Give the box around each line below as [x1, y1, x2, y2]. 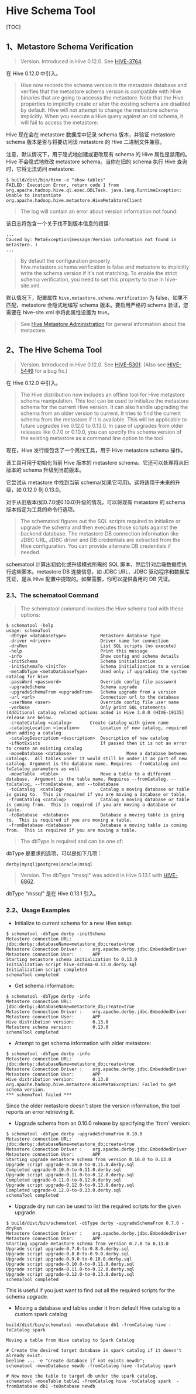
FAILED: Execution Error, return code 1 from [6, 182, 119, 188]
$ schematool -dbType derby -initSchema [6, 931, 106, 937]
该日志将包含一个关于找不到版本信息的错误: [6, 219, 111, 226]
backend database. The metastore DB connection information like [20, 530, 179, 537]
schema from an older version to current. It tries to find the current [20, 410, 181, 417]
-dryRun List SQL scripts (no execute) [8, 643, 177, 649]
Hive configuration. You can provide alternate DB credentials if [20, 543, 171, 550]
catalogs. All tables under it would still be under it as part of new [6, 756, 187, 761]
